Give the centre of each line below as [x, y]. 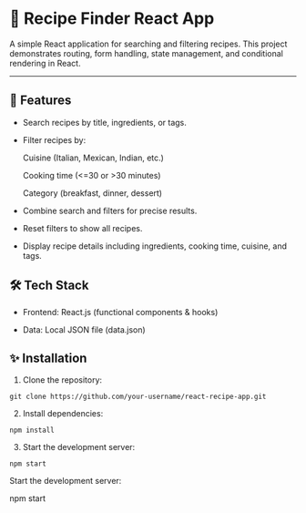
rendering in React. [45, 63]
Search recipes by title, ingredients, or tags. [104, 122]
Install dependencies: [63, 414]
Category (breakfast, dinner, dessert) [92, 193]
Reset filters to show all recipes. [82, 228]
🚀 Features [41, 101]
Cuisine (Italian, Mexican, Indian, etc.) [93, 158]
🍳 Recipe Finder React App [112, 19]
